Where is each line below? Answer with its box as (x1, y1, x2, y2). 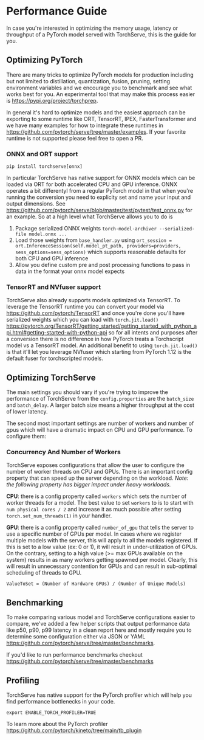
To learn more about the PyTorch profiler (6, 721, 108, 728)
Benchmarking (6, 597, 64, 607)
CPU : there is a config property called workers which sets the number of (6, 493, 187, 500)
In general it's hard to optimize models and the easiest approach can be (6, 108, 186, 116)
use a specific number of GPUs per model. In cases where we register (6, 530, 182, 538)
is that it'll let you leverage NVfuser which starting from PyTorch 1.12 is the (6, 348, 192, 356)
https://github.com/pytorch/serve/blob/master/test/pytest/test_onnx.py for (6, 207, 193, 214)
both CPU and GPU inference (15, 255, 89, 262)
